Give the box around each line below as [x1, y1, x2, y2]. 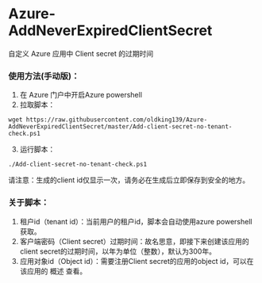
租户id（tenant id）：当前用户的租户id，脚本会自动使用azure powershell [19, 216, 252, 226]
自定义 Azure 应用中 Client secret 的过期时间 [8, 48, 153, 58]
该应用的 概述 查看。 [19, 266, 87, 276]
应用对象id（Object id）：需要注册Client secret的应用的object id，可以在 [19, 256, 254, 266]
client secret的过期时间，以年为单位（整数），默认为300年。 [19, 247, 217, 256]
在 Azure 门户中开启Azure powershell [19, 90, 143, 100]
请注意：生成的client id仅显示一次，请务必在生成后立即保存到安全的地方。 [8, 175, 250, 185]
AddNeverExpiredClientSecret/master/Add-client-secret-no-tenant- [8, 123, 233, 131]
